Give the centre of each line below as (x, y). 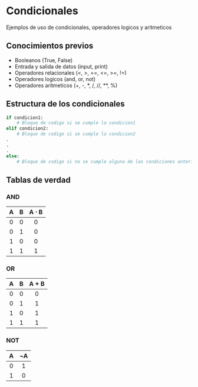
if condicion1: (25, 117)
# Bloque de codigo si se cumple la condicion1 (76, 123)
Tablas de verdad (38, 180)
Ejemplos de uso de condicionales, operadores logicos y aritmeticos (89, 27)
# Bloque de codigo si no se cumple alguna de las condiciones (96, 162)
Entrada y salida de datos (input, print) (61, 66)
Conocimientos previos (50, 46)
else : (13, 156)
